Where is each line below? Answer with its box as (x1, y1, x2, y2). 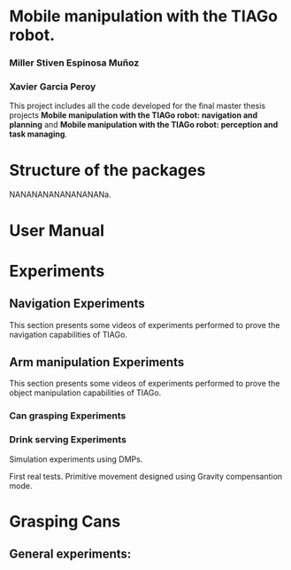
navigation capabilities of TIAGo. (9, 329, 128, 340)
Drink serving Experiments (9, 433, 126, 446)
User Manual (9, 220, 104, 240)
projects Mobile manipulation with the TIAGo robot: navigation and (9, 110, 258, 121)
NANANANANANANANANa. (9, 189, 112, 200)
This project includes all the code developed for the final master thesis (9, 100, 266, 112)
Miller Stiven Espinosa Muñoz (9, 57, 140, 69)
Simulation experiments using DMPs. (9, 454, 143, 465)
